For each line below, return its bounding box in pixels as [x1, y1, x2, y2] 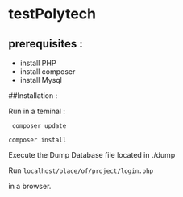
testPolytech [8, 5, 97, 23]
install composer [19, 67, 76, 76]
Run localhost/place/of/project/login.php [8, 166, 154, 175]
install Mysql [19, 76, 63, 84]
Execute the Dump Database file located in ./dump [8, 150, 176, 159]
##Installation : [8, 91, 58, 101]
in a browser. [8, 182, 52, 191]
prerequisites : [8, 37, 83, 51]
